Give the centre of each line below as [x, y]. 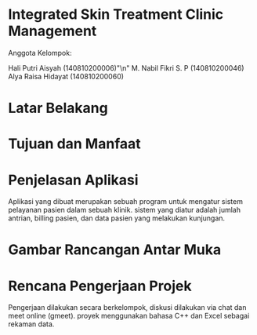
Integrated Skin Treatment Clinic [116, 15]
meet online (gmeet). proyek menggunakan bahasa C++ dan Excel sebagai [129, 316]
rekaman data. [31, 324]
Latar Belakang [58, 108]
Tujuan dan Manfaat [74, 144]
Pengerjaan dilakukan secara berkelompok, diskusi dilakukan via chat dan [127, 308]
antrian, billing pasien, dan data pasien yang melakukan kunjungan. [117, 218]
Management [52, 31]
